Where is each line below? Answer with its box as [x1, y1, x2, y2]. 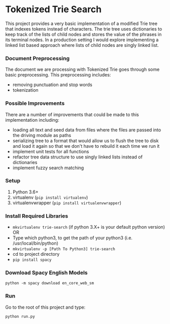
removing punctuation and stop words [12, 82, 92, 88]
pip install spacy [12, 257, 52, 263]
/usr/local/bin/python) [12, 240, 58, 247]
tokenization [12, 87, 39, 93]
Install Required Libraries [5, 212, 69, 220]
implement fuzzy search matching [12, 165, 84, 171]
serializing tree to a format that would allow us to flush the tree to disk [12, 138, 159, 144]
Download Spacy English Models [5, 269, 88, 276]
